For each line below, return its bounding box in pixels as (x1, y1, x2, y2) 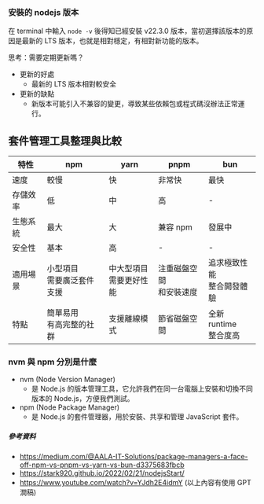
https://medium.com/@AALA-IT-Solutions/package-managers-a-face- (19, 452, 249, 462)
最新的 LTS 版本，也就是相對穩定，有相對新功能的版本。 (21, 36, 203, 46)
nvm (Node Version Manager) (19, 375, 116, 384)
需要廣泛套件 (46, 275, 94, 286)
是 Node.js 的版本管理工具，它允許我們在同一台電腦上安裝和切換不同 (31, 384, 253, 394)
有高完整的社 (46, 319, 94, 330)
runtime (207, 318, 237, 329)
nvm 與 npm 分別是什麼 (8, 356, 97, 367)
